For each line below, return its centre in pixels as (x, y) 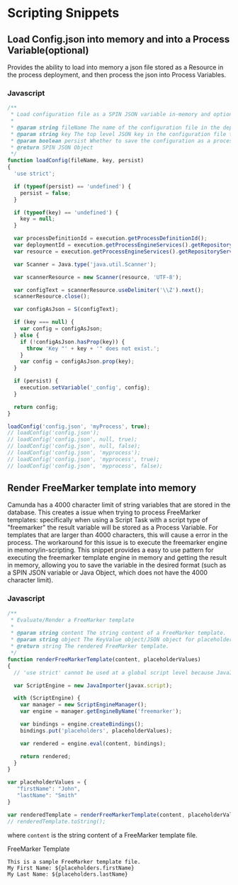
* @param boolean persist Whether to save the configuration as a (110, 141)
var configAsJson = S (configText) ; (66, 310)
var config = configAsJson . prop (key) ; (77, 362)
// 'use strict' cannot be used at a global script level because (114, 672)
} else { (27, 335)
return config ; (36, 407)
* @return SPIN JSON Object (52, 147)
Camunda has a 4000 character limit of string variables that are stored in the (119, 505)
